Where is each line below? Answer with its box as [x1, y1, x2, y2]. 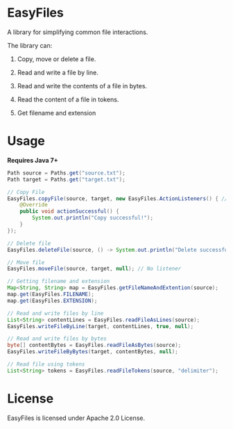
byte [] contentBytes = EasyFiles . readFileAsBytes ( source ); [7, 342, 182, 349]
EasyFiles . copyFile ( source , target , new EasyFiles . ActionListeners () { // [7, 195, 228, 202]
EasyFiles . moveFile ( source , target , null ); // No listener [7, 266, 182, 273]
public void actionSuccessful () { [19, 208, 119, 215]
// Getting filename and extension [7, 278, 110, 285]
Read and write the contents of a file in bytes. [17, 81, 148, 90]
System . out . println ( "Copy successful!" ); [32, 214, 154, 222]
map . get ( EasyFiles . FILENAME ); [7, 291, 95, 298]
